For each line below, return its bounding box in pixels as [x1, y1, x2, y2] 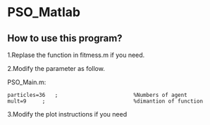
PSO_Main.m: [7, 78, 47, 86]
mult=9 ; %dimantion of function [7, 98, 203, 105]
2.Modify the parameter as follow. [7, 65, 106, 72]
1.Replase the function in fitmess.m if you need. [7, 51, 145, 59]
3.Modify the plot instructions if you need [7, 110, 128, 118]
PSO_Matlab [7, 4, 81, 20]
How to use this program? [7, 32, 123, 44]
